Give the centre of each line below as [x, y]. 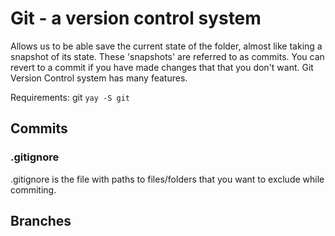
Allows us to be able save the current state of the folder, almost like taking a [166, 46]
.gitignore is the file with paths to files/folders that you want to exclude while [167, 179]
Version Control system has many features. [99, 78]
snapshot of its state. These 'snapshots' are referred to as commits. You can [167, 56]
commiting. [33, 189]
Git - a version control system [136, 18]
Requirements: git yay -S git [70, 97]
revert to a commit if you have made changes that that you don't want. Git [162, 67]
